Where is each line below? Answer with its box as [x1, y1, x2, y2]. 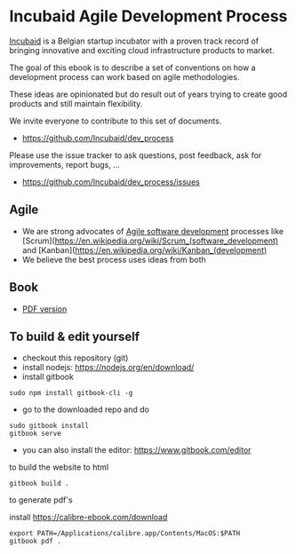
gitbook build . [9, 479, 69, 488]
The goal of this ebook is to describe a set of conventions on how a [9, 62, 256, 73]
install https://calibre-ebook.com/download [9, 512, 168, 523]
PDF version [21, 304, 68, 314]
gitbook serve [9, 429, 62, 439]
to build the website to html [9, 462, 109, 472]
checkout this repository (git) [21, 352, 129, 363]
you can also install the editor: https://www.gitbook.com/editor [21, 445, 252, 455]
